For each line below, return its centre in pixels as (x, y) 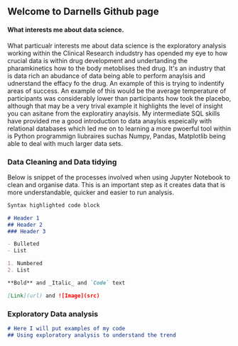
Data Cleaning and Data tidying (62, 162)
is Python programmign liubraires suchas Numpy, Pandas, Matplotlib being (117, 136)
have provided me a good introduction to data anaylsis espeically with (109, 121)
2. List (19, 270)
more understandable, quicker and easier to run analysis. (91, 192)
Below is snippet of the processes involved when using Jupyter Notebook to (119, 177)
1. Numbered (25, 264)
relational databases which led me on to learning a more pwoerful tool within (119, 128)
